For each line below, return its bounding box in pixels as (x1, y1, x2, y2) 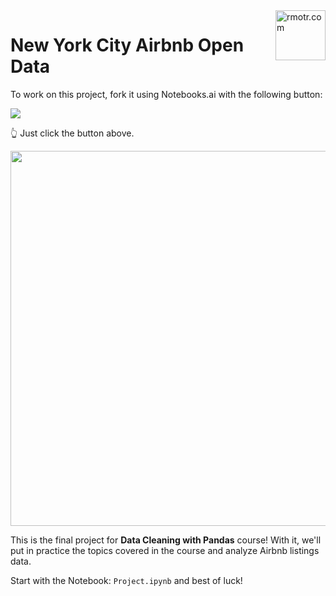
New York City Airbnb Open (10, 34, 245, 57)
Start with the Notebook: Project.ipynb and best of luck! (10, 574, 243, 586)
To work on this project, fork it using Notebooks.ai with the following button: (10, 88, 323, 100)
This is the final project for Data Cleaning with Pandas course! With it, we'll (10, 534, 322, 546)
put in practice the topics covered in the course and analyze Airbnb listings (10, 544, 320, 556)
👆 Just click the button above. (10, 127, 135, 139)
